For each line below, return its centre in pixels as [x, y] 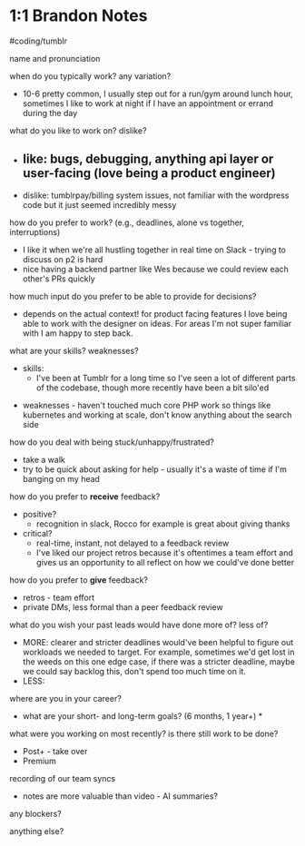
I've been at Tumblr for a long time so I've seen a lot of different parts [166, 378]
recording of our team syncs [63, 778]
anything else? [37, 831]
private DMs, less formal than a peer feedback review [123, 607]
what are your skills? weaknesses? [74, 350]
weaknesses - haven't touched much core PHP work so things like [147, 405]
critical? [37, 533]
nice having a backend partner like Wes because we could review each [155, 269]
